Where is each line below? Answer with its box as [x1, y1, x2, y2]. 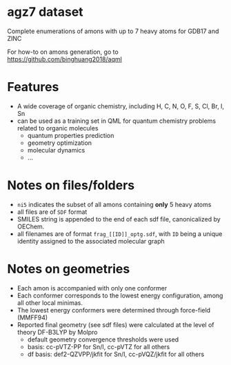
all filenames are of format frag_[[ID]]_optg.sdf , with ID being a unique [17, 229, 223, 238]
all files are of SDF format [17, 208, 88, 216]
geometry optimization [27, 139, 92, 147]
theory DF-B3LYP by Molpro [17, 328, 98, 336]
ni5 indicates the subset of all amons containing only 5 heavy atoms [17, 200, 212, 208]
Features [7, 79, 59, 95]
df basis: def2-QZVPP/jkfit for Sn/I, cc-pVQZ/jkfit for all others [27, 350, 205, 358]
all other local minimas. [17, 298, 83, 307]
